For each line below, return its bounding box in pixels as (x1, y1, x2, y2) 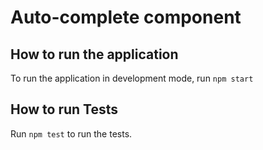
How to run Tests (10, 101, 119, 118)
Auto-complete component (10, 6, 242, 29)
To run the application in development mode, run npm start (10, 72, 254, 84)
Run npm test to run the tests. (10, 127, 133, 140)
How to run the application (10, 46, 179, 63)
